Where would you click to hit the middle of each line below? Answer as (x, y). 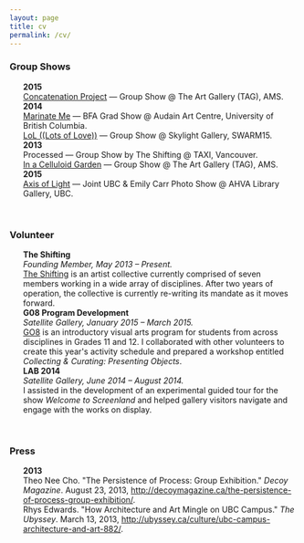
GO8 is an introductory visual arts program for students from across (150, 332)
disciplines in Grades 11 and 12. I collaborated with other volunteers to (153, 341)
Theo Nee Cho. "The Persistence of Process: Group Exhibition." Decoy (155, 481)
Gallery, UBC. (48, 193)
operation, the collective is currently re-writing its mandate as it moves (156, 293)
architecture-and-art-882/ (72, 529)
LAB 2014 (42, 371)
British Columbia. (55, 125)
